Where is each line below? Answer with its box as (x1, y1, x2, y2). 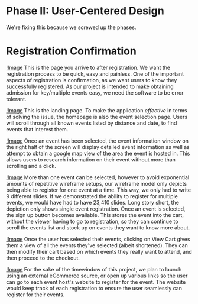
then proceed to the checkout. (6, 254, 80, 261)
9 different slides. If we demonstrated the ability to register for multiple (6, 192, 178, 199)
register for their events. (6, 291, 65, 298)
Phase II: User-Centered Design (6, 4, 164, 18)
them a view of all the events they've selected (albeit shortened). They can (6, 241, 188, 249)
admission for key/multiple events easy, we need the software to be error (6, 89, 184, 96)
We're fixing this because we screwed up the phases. (6, 24, 137, 31)
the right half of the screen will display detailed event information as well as (6, 143, 190, 150)
